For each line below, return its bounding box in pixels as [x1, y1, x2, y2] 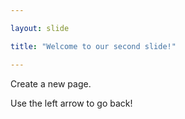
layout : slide [10, 23, 70, 33]
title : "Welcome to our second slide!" [10, 41, 177, 51]
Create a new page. [10, 77, 92, 90]
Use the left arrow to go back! [10, 97, 133, 109]
